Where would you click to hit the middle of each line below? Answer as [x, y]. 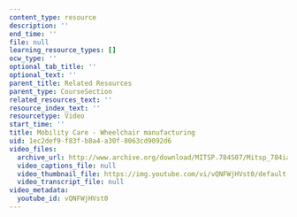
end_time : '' [33, 34]
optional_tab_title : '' [53, 67]
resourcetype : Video [47, 116]
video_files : [33, 149]
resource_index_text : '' [55, 108]
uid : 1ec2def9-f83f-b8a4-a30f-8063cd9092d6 [91, 141]
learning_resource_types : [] [63, 50]
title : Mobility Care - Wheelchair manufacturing [103, 133]
